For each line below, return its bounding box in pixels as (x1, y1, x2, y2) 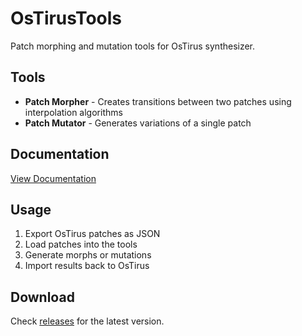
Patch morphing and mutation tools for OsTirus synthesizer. (10, 40, 256, 52)
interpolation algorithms (24, 106, 123, 118)
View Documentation (10, 172, 97, 184)
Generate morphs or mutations (24, 249, 152, 261)
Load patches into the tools (24, 238, 138, 251)
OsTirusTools (10, 7, 123, 30)
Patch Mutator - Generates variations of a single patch (24, 117, 252, 129)
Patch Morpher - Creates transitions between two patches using (24, 95, 292, 107)
